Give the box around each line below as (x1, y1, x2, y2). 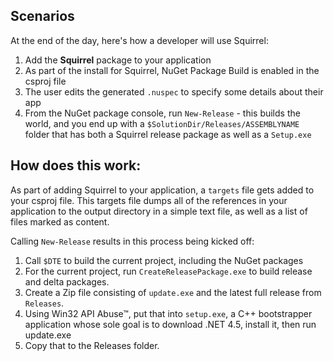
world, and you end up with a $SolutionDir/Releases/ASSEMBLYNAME (24, 117, 300, 129)
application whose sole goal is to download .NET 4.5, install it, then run (24, 318, 317, 330)
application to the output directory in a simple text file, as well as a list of (10, 205, 308, 217)
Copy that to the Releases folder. (24, 339, 160, 351)
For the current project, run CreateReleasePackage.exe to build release (24, 265, 313, 277)
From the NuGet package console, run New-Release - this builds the (24, 107, 301, 119)
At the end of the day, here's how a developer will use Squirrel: (10, 34, 269, 46)
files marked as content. (10, 215, 110, 228)
